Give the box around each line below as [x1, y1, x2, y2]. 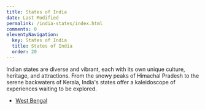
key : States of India [12, 37, 68, 43]
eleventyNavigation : [6, 32, 60, 38]
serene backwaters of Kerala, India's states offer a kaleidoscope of [6, 78, 176, 86]
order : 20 [12, 49, 37, 55]
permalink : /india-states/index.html [6, 20, 103, 26]
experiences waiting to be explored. [6, 85, 97, 92]
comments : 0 [6, 26, 37, 32]
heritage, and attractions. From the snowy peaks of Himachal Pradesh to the [6, 71, 199, 79]
